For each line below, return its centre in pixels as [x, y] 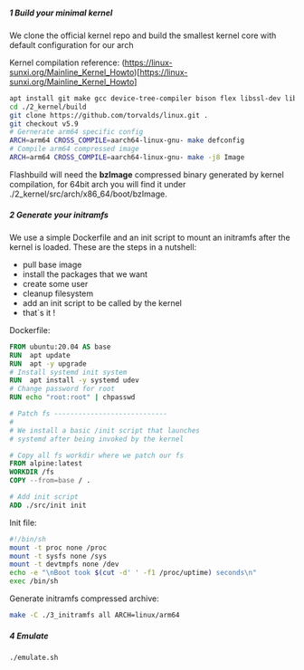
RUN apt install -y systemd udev [75, 380]
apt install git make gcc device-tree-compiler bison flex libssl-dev [145, 98]
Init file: [24, 522]
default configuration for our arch [71, 44]
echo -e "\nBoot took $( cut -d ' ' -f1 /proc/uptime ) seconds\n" [133, 573]
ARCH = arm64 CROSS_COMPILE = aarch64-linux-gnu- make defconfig [127, 140]
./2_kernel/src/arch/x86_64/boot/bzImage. [88, 194]
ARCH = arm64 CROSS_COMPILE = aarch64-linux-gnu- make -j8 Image [127, 158]
